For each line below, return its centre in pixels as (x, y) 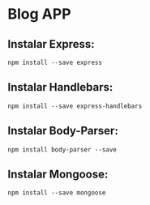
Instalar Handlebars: (60, 87)
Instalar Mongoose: (58, 175)
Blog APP (39, 14)
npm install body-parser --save (62, 149)
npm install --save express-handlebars (75, 106)
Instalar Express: (51, 44)
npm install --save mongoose (57, 193)
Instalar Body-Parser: (63, 131)
